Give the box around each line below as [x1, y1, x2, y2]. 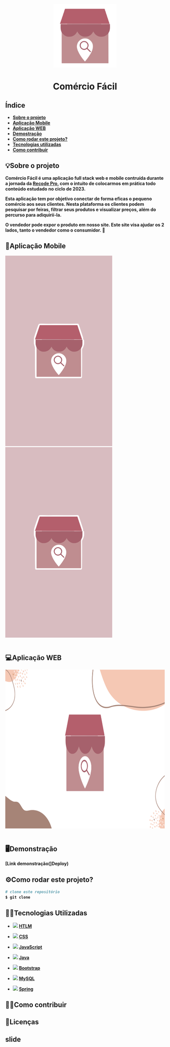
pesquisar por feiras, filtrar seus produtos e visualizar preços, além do [5, 206, 156, 212]
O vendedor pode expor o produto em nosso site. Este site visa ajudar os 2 [5, 221, 164, 228]
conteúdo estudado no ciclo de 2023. [5, 185, 86, 192]
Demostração [12, 131, 42, 137]
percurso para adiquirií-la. [5, 212, 62, 218]
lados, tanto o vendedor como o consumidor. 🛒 [5, 227, 105, 233]
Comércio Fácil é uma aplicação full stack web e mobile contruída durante [5, 175, 164, 181]
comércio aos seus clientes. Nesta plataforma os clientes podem [5, 201, 144, 207]
